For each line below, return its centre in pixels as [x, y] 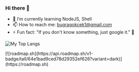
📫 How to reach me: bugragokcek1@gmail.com [62, 25]
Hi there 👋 [18, 8]
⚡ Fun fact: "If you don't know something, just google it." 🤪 [74, 32]
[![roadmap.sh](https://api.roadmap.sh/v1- [49, 54]
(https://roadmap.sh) [27, 64]
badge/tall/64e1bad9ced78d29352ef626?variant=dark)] [64, 59]
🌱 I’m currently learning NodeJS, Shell [52, 19]
